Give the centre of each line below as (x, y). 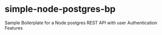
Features (14, 28)
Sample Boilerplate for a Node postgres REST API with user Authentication (81, 23)
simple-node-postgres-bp (60, 9)
